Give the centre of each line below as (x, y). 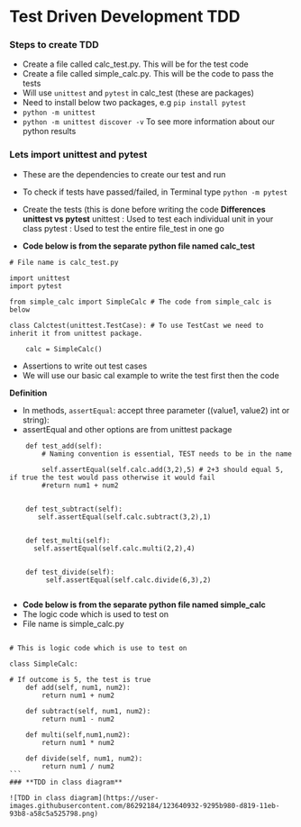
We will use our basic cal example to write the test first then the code (150, 375)
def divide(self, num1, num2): (84, 759)
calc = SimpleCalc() (64, 349)
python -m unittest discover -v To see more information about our (148, 122)
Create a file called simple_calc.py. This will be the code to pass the (148, 74)
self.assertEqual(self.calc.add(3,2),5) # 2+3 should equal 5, (163, 469)
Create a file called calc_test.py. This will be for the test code (136, 64)
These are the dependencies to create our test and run (124, 174)
